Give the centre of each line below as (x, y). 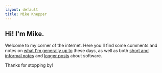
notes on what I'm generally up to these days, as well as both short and (77, 51)
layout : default (22, 9)
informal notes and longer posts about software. (54, 56)
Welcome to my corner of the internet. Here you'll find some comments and (81, 46)
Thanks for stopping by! (29, 65)
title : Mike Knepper (26, 14)
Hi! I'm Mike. (25, 34)
